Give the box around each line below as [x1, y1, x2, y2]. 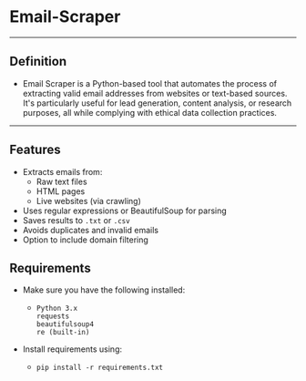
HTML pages [36, 185, 86, 197]
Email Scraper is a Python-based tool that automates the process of [22, 77, 278, 88]
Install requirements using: [22, 344, 123, 355]
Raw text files [36, 176, 88, 187]
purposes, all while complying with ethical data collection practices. [22, 107, 278, 118]
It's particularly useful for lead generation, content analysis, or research [22, 98, 292, 108]
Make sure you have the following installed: [22, 284, 186, 295]
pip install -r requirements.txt [36, 363, 164, 373]
